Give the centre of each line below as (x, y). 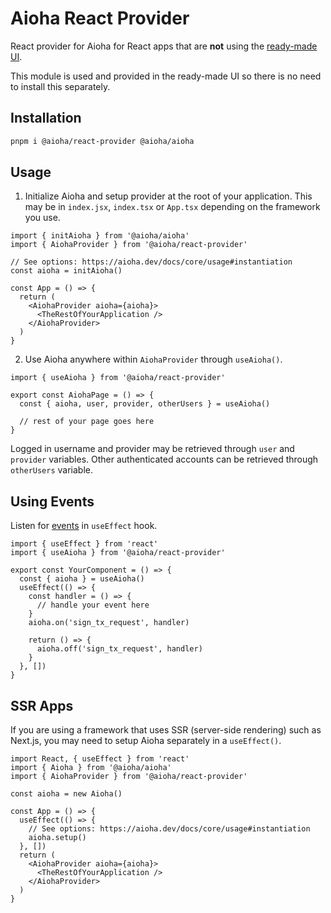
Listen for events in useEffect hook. (84, 526)
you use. (42, 218)
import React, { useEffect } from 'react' (100, 759)
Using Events (52, 501)
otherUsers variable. (52, 470)
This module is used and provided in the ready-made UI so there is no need (166, 76)
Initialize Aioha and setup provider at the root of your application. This (168, 196)
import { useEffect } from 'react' (84, 544)
